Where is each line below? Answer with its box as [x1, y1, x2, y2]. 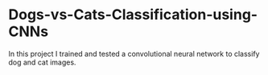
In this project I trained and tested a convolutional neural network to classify [8, 49, 260, 58]
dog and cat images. [8, 57, 76, 67]
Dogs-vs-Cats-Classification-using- [8, 6, 258, 24]
